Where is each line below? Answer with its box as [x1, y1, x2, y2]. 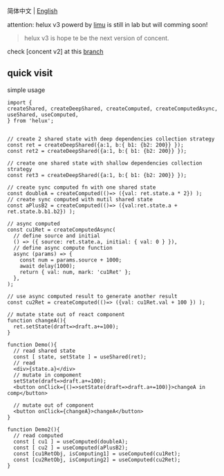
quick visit [7, 67, 53, 79]
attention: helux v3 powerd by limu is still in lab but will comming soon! [7, 21, 208, 28]
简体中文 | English [7, 7, 58, 15]
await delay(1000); [19, 262, 76, 269]
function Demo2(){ [7, 425, 60, 433]
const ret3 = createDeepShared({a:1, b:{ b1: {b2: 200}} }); [7, 172, 187, 178]
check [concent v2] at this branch [7, 48, 104, 55]
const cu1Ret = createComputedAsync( [7, 226, 116, 233]
